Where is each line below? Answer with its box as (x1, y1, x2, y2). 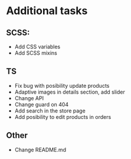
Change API (14, 94, 44, 101)
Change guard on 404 (14, 101, 69, 108)
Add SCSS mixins (14, 49, 57, 57)
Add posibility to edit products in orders (14, 113, 112, 120)
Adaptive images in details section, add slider (14, 88, 125, 95)
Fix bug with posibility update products (14, 82, 110, 89)
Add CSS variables (14, 43, 61, 50)
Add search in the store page (14, 107, 86, 114)
